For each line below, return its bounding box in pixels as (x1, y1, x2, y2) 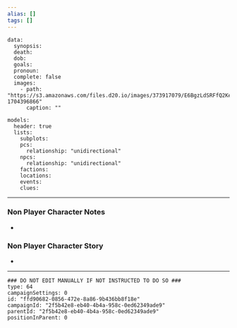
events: (20, 178, 42, 186)
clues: (20, 184, 39, 191)
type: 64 (7, 284, 33, 291)
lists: (13, 128, 33, 136)
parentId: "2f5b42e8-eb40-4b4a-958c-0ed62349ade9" (7, 308, 159, 315)
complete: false (13, 73, 61, 80)
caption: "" (25, 104, 61, 111)
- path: (20, 85, 42, 92)
